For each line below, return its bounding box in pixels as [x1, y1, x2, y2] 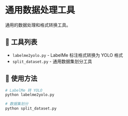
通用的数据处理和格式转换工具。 [5, 22, 71, 28]
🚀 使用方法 [5, 74, 37, 83]
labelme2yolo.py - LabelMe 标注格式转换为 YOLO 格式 [12, 52, 123, 58]
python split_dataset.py [5, 106, 57, 111]
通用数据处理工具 [5, 4, 76, 16]
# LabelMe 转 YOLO [5, 88, 43, 93]
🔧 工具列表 [5, 38, 37, 46]
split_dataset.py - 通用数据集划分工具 [12, 58, 92, 64]
